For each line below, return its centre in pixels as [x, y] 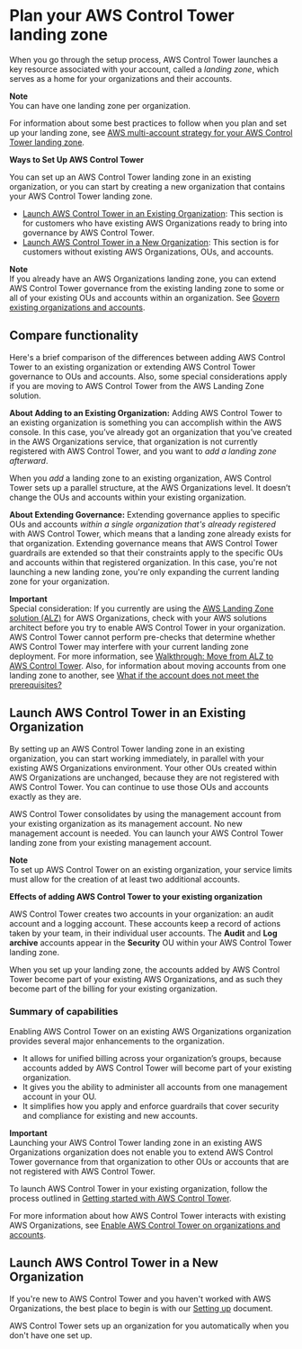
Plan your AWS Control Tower [122, 16]
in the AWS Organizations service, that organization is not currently [133, 441]
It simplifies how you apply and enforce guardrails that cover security [151, 1105]
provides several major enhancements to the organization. [117, 1041]
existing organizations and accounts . [77, 307]
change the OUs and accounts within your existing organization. [128, 497]
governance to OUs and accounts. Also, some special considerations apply [148, 376]
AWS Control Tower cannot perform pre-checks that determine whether [142, 637]
